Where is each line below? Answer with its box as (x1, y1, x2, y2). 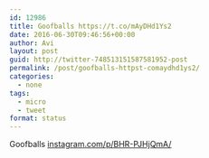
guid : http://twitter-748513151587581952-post (9, 55, 188, 64)
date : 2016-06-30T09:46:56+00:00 (9, 30, 136, 39)
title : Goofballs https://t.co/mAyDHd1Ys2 (9, 22, 172, 31)
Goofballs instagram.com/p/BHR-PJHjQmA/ (9, 139, 172, 150)
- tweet (17, 106, 47, 115)
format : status (9, 114, 67, 123)
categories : (9, 72, 54, 81)
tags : (9, 88, 30, 98)
